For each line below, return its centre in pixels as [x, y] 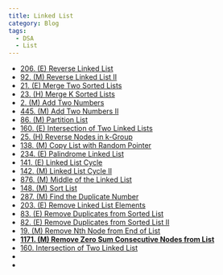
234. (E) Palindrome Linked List [72, 154]
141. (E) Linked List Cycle [61, 162]
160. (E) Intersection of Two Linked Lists [86, 129]
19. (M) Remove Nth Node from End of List [90, 231]
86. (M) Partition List [54, 120]
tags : [17, 31]
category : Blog [34, 23]
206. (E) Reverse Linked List [67, 68]
